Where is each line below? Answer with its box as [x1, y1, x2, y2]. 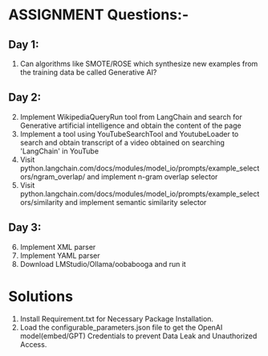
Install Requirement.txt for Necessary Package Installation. [19, 313, 214, 323]
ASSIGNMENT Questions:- [8, 6, 189, 24]
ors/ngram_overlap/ [19, 171, 86, 182]
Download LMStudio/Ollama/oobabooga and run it [19, 259, 186, 268]
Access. [19, 339, 47, 349]
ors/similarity [19, 197, 64, 207]
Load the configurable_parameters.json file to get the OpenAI [19, 322, 223, 332]
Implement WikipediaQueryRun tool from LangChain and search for [19, 112, 242, 121]
